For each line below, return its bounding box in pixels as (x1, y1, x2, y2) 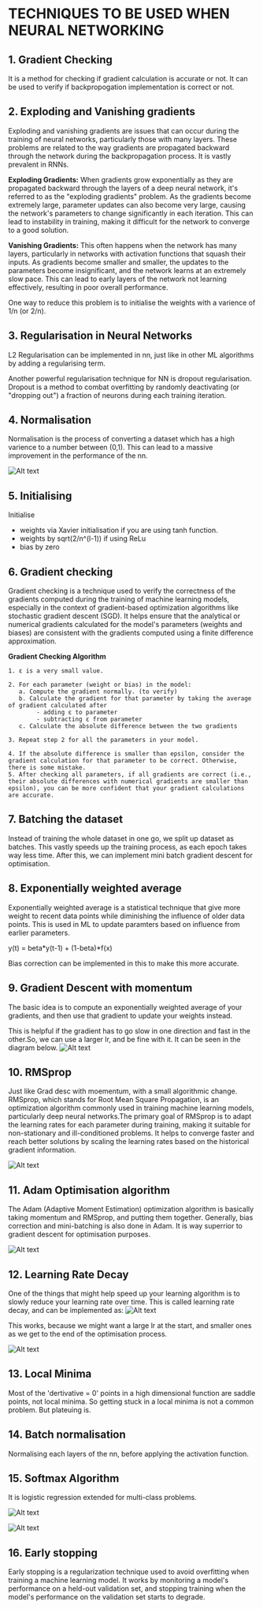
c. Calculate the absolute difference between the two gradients (18, 722, 238, 730)
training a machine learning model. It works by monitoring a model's (8, 1576, 229, 1585)
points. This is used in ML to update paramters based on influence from (8, 919, 240, 928)
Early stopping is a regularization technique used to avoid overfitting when (8, 1567, 250, 1577)
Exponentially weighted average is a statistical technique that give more (8, 902, 241, 912)
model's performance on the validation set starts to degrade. (8, 1592, 206, 1602)
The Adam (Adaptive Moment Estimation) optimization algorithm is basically (8, 1205, 254, 1214)
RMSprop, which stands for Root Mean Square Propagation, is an (8, 1095, 219, 1105)
